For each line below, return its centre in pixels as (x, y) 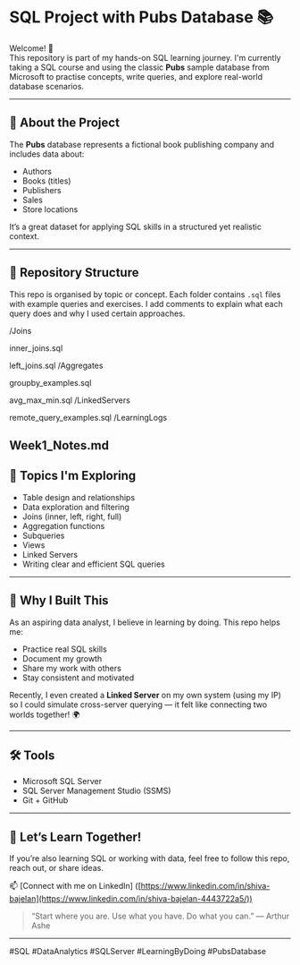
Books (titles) (46, 181)
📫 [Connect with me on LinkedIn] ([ (75, 886)
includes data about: (47, 154)
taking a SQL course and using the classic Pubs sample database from (139, 67)
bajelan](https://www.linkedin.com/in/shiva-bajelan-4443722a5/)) (131, 899)
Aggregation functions (63, 525)
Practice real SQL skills (64, 649)
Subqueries (43, 535)
